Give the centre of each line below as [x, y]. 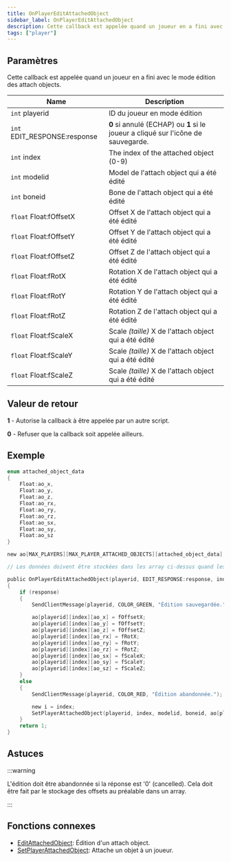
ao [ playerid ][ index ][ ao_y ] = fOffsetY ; [89, 624]
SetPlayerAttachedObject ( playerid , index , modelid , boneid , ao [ [126, 713]
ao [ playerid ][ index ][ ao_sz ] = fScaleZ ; [89, 669]
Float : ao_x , [36, 484]
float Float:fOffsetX [43, 216]
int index [26, 157]
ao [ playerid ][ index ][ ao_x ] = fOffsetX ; [89, 618]
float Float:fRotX [38, 276]
